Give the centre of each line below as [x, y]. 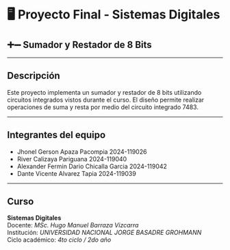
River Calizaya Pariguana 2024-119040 [72, 159]
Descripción [34, 76]
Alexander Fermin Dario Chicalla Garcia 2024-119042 [92, 166]
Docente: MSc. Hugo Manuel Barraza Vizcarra [73, 225]
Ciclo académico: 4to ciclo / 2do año [59, 240]
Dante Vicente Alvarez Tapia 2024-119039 [77, 173]
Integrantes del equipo [56, 135]
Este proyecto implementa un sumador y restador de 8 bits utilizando [104, 92]
